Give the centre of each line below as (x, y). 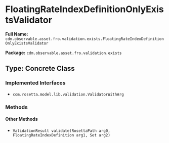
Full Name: (17, 34)
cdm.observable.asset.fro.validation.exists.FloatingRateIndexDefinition (85, 39)
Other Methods (22, 119)
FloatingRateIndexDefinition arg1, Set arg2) (61, 135)
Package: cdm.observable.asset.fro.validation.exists (64, 53)
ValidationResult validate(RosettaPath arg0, (61, 131)
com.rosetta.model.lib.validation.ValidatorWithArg (68, 94)
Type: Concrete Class (40, 68)
